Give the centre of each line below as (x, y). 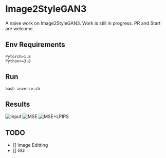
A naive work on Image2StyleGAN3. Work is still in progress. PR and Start (83, 23)
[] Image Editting (30, 145)
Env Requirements (35, 45)
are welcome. (20, 28)
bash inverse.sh (23, 88)
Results (18, 104)
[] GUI (19, 151)
